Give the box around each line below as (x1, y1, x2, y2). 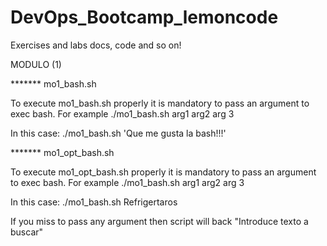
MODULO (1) (10, 58, 62, 70)
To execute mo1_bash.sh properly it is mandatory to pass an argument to (10, 97, 310, 109)
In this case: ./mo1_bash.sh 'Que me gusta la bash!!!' (10, 127, 227, 139)
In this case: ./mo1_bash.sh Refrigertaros (10, 196, 178, 208)
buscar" (10, 226, 44, 238)
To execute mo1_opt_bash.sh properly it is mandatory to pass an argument (10, 166, 317, 178)
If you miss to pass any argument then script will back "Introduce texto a (10, 215, 309, 227)
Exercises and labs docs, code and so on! (10, 39, 182, 51)
